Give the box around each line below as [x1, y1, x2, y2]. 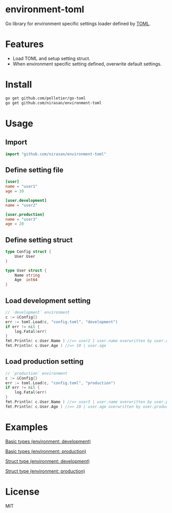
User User [14, 254, 36, 259]
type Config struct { [5, 249, 52, 254]
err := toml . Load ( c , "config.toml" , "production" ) [5, 380, 116, 386]
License [5, 486, 40, 497]
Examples [5, 421, 48, 433]
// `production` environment [5, 371, 68, 376]
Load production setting [5, 357, 83, 366]
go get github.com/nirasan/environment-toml [5, 100, 102, 105]
